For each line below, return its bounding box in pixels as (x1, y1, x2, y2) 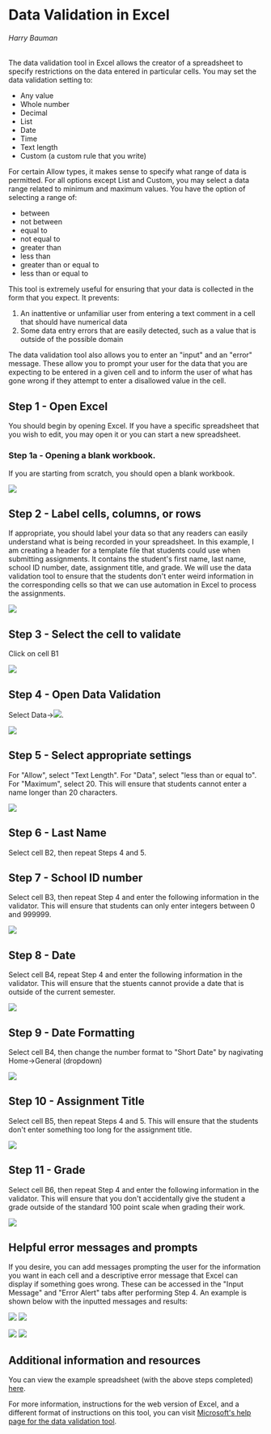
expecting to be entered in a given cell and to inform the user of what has (8, 367, 253, 378)
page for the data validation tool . (8, 1416, 117, 1427)
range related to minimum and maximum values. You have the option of (8, 184, 246, 194)
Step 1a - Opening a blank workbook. (8, 450, 156, 461)
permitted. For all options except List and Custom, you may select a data (8, 176, 249, 186)
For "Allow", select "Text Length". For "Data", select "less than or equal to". (8, 770, 257, 779)
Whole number (19, 100, 70, 109)
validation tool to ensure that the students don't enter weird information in (8, 571, 254, 581)
